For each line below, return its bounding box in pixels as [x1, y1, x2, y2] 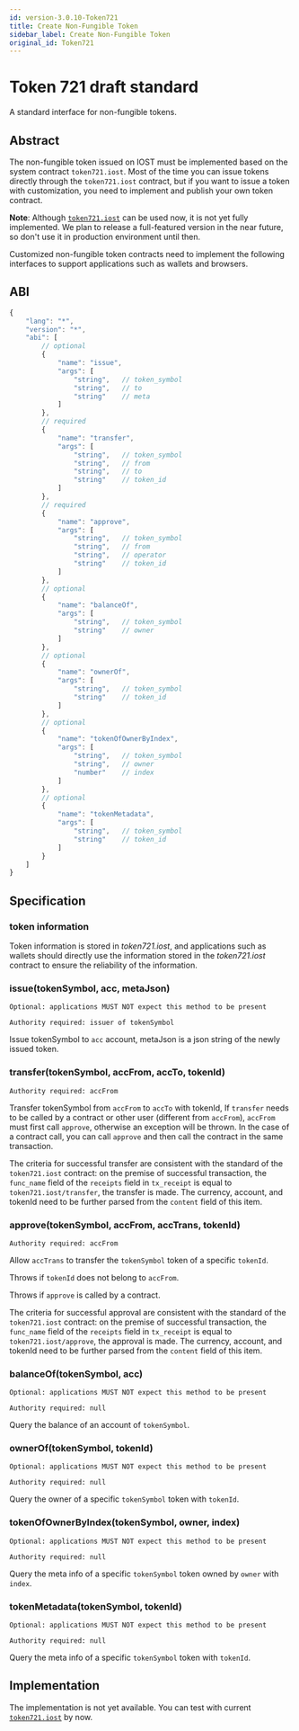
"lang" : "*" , [25, 317, 75, 326]
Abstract [9, 132, 60, 148]
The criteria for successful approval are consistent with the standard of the [9, 1307, 286, 1317]
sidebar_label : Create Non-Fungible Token [9, 30, 171, 39]
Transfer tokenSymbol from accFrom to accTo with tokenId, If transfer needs [9, 1102, 289, 1113]
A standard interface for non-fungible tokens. [9, 107, 178, 118]
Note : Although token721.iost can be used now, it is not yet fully [9, 212, 249, 223]
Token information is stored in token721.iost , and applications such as [9, 941, 267, 951]
